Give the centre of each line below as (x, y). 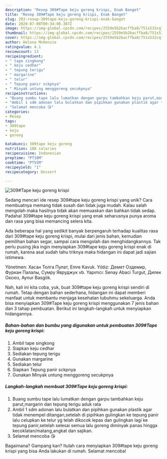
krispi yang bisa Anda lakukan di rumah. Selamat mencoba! (66, 451)
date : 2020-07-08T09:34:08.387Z (39, 24)
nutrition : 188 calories (31, 149)
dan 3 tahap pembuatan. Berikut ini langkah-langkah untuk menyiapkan (78, 309)
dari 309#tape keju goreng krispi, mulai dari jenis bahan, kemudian (74, 236)
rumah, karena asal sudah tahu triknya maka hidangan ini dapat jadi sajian (81, 252)
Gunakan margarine (33, 359)
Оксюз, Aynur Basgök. (28, 278)
